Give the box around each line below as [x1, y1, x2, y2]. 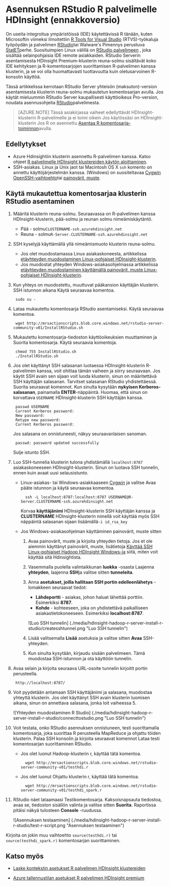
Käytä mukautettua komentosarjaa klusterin [6, 189, 147, 198]
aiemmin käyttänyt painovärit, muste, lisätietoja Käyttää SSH [28, 543, 153, 550]
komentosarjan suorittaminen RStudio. [13, 740, 93, 746]
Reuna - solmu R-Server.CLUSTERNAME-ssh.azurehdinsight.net [20, 231, 148, 237]
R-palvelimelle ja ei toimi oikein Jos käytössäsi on [37, 114, 140, 120]
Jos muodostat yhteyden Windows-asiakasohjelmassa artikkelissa [20, 261, 158, 267]
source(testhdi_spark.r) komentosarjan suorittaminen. [6, 837, 121, 843]
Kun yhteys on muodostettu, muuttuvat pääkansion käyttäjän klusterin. [13, 282, 159, 288]
